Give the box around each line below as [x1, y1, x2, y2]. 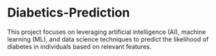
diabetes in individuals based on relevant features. [7, 42, 152, 50]
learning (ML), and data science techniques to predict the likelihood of [7, 35, 209, 43]
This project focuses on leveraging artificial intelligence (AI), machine [7, 28, 206, 36]
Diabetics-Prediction [7, 5, 130, 21]
